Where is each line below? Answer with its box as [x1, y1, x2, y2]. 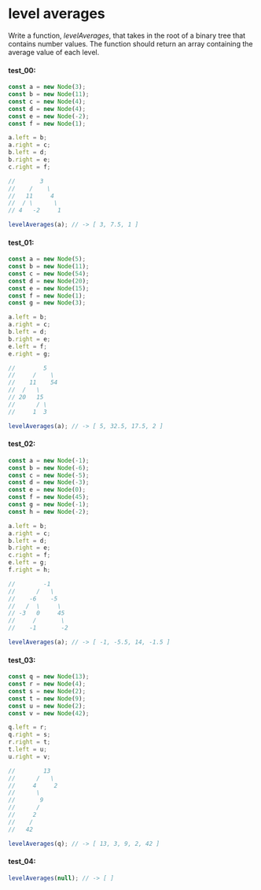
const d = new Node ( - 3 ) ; [8, 478, 90, 486]
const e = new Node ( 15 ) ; [8, 284, 90, 292]
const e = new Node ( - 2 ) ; [8, 112, 90, 120]
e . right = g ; [8, 349, 51, 358]
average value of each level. [8, 47, 100, 57]
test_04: [8, 857, 36, 866]
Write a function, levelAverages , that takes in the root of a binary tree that [8, 31, 246, 40]
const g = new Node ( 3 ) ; [8, 299, 86, 307]
